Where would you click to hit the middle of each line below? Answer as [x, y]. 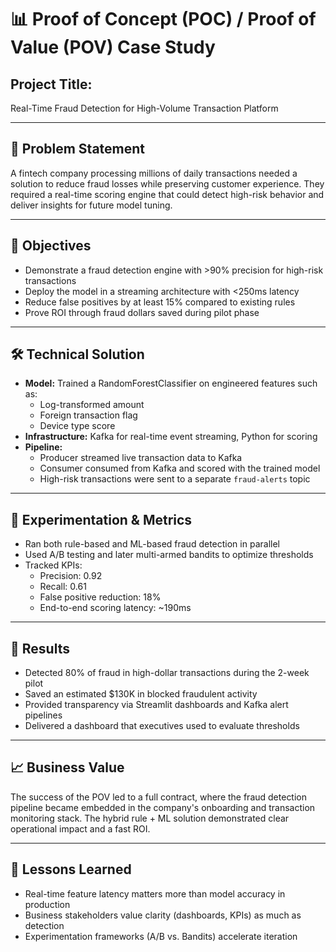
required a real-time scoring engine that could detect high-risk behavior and [167, 194]
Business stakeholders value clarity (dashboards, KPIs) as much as [163, 915]
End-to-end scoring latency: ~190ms [115, 608]
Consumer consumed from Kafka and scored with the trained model [180, 468]
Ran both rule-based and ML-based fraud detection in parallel [152, 544]
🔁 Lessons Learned [71, 869]
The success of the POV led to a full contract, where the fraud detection [159, 797]
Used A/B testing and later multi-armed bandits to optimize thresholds [169, 555]
